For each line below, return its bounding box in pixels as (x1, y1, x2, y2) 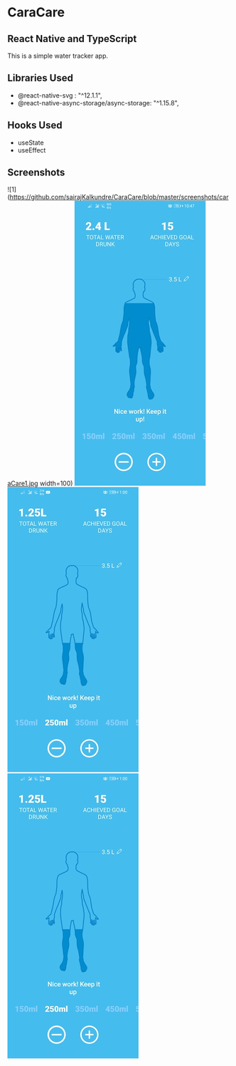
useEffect (17, 145, 46, 154)
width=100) (39, 479, 73, 488)
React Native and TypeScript (7, 33, 137, 45)
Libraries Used (7, 72, 73, 84)
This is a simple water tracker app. (7, 51, 109, 60)
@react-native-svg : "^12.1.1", (17, 90, 102, 100)
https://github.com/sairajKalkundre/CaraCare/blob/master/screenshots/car (9, 193, 229, 202)
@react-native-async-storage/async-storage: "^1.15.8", (17, 98, 179, 107)
